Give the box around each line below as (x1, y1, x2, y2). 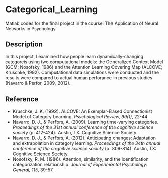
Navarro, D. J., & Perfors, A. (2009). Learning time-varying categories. (12, 119, 159, 125)
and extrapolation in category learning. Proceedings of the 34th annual (12, 140, 160, 146)
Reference (5, 95, 39, 104)
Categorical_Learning (5, 4, 98, 15)
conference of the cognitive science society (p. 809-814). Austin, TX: (12, 145, 157, 151)
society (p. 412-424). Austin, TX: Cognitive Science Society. (12, 129, 138, 135)
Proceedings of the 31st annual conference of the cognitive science (12, 124, 154, 130)
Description (5, 40, 43, 49)
